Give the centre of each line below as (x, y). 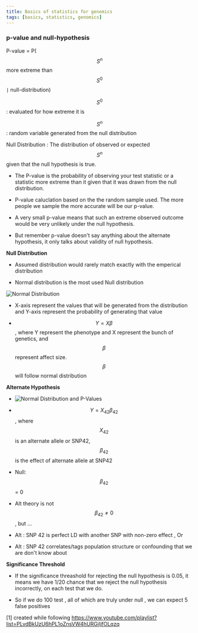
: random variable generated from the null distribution (71, 133)
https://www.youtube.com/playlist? (114, 618)
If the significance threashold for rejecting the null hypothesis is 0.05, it (101, 576)
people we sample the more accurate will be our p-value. (84, 206)
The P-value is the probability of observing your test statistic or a (94, 176)
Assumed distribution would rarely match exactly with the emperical (98, 265)
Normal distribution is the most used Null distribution (79, 283)
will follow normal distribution (51, 376)
